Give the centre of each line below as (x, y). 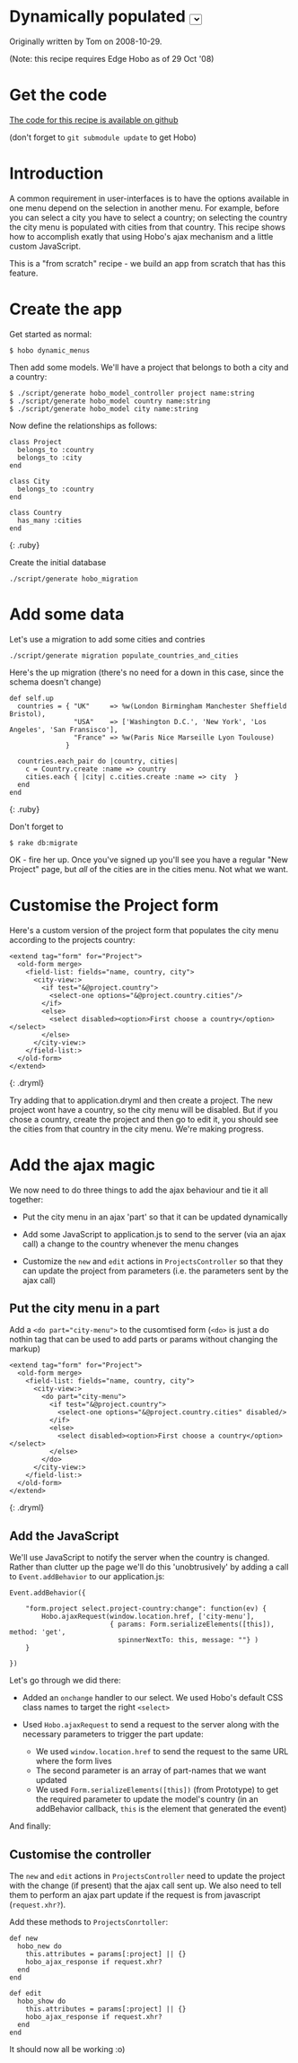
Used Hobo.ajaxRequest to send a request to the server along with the (151, 1725)
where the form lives (74, 1761)
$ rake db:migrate (44, 843)
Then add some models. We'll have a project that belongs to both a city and (149, 367)
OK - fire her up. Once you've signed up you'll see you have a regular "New (149, 860)
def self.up (31, 698)
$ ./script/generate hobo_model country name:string (110, 401)
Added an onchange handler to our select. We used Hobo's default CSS (153, 1698)
